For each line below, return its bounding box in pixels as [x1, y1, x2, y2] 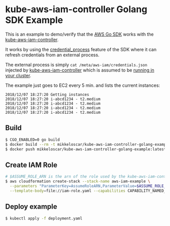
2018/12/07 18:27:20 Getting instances [5, 92, 90, 97]
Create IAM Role [5, 160, 58, 169]
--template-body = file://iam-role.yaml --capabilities [10, 188, 125, 193]
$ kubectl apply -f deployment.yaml [5, 216, 82, 221]
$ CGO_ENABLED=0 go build [5, 137, 60, 142]
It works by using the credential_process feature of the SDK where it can [5, 46, 157, 52]
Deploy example [5, 202, 57, 211]
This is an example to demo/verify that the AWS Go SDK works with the [5, 31, 154, 37]
